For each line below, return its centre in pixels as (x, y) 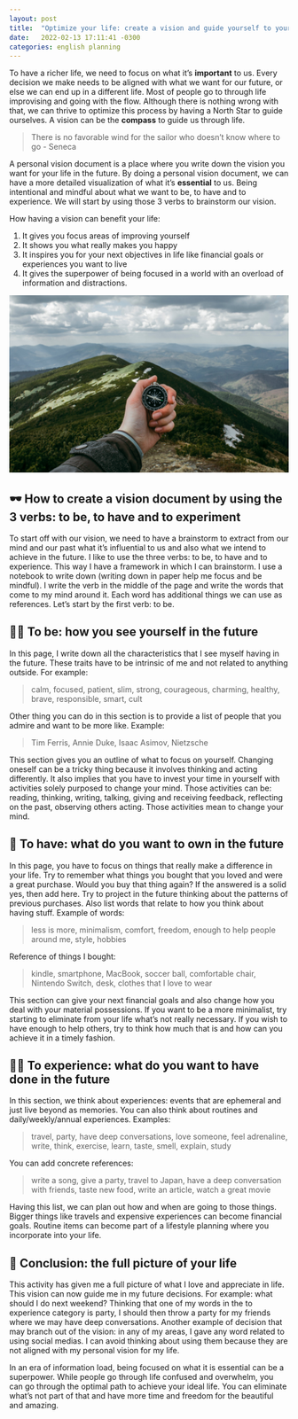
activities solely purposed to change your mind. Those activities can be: (141, 788)
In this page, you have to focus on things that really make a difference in (141, 865)
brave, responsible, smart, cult (86, 698)
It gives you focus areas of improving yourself (106, 236)
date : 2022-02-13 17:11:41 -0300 (75, 37)
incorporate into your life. (55, 1236)
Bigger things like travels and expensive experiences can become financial (145, 1216)
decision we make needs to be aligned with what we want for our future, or (146, 82)
